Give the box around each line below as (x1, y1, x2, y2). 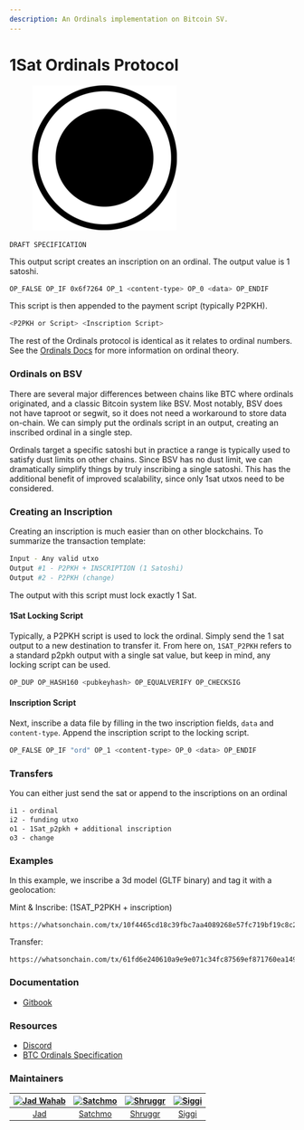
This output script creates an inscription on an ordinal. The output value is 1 (9, 256, 290, 267)
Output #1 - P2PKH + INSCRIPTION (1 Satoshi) (9, 564, 184, 573)
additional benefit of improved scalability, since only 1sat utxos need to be (9, 473, 285, 484)
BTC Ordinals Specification (22, 1049, 123, 1060)
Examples (9, 854, 54, 867)
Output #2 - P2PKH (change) (9, 573, 116, 583)
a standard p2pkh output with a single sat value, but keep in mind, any (9, 650, 271, 660)
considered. (9, 482, 54, 493)
